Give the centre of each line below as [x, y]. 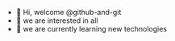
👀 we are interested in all [57, 20]
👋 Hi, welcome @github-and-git [69, 12]
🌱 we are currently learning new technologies [92, 29]
